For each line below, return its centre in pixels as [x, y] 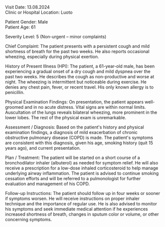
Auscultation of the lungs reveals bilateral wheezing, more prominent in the [81, 112]
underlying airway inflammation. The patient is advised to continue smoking [82, 173]
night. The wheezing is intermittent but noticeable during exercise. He [76, 82]
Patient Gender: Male [27, 22]
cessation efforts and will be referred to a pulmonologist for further [73, 178]
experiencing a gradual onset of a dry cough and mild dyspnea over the [78, 71]
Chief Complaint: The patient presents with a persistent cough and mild [78, 46]
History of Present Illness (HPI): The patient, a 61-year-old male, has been [80, 66]
